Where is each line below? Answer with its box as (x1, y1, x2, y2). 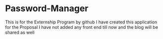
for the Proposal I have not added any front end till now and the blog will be (5, 24, 158, 30)
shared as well (5, 29, 35, 35)
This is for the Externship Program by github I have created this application (5, 19, 158, 25)
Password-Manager (5, 3, 89, 14)
